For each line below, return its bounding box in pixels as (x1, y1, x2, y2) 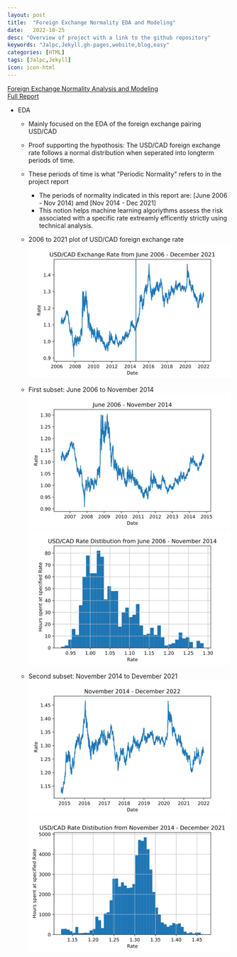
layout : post (7, 11, 46, 18)
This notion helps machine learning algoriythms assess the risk (38, 206, 224, 215)
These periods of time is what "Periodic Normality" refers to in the (28, 169, 222, 178)
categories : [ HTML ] (7, 49, 65, 56)
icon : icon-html (7, 64, 55, 71)
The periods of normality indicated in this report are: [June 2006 (38, 191, 228, 199)
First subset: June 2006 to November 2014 (28, 385, 154, 394)
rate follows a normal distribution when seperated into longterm (28, 148, 214, 156)
